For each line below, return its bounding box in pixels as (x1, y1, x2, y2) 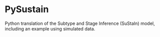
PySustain (5, 4, 49, 15)
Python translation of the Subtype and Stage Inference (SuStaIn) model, (5, 20, 155, 26)
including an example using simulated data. (5, 25, 95, 31)
